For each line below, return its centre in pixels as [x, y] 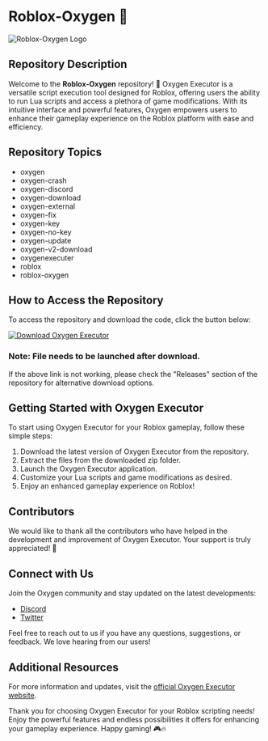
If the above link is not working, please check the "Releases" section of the [133, 374]
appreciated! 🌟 [33, 548]
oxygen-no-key [46, 232]
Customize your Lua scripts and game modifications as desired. [126, 477]
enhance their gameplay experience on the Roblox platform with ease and [131, 118]
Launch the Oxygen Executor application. [88, 469]
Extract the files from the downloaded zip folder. [100, 460]
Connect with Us [51, 574]
